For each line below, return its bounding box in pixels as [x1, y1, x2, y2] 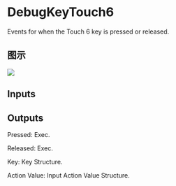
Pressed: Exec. [7, 130, 50, 138]
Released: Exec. [7, 144, 54, 152]
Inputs [7, 88, 36, 100]
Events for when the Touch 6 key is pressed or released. [7, 27, 170, 36]
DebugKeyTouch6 [7, 4, 114, 20]
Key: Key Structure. [7, 157, 63, 166]
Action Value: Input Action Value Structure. [7, 171, 131, 179]
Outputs [7, 112, 44, 124]
